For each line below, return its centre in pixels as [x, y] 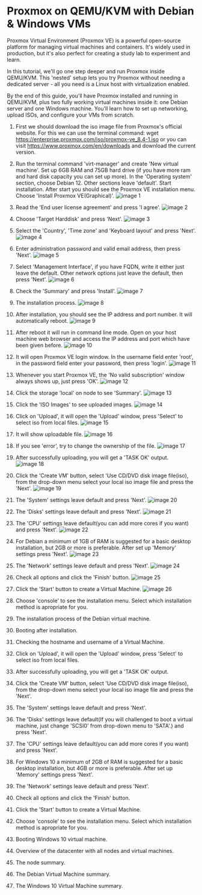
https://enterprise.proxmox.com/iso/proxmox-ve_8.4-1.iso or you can [101, 139]
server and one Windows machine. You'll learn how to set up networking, [97, 108]
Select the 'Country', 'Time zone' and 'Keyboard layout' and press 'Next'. [106, 230]
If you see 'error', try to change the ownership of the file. [86, 445]
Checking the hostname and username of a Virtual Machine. [90, 642]
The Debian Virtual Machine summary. [63, 874]
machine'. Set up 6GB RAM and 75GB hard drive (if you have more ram [103, 170]
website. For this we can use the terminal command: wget [87, 133]
